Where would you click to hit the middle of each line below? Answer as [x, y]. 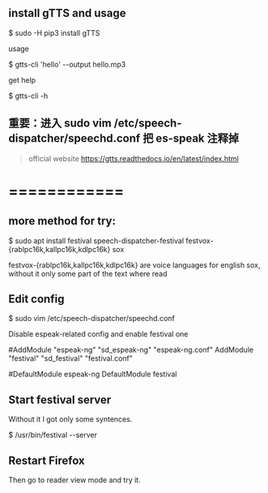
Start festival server [60, 399]
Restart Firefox [47, 460]
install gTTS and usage [67, 13]
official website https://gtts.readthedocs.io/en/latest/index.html [133, 158]
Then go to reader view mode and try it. [74, 480]
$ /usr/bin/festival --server [53, 435]
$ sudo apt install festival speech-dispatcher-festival [96, 240]
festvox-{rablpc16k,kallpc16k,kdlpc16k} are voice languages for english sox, [134, 265]
